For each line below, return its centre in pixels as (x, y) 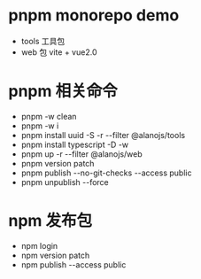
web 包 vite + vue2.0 (59, 52)
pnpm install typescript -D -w (75, 144)
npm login (39, 245)
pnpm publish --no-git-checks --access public (106, 173)
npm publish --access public (73, 264)
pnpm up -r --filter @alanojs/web (81, 154)
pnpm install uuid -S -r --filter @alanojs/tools (103, 135)
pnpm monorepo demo (94, 15)
